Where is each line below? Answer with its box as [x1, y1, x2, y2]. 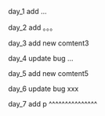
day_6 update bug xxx [8, 84, 79, 93]
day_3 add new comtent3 [8, 38, 89, 48]
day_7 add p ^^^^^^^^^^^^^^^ [8, 100, 98, 108]
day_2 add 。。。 [8, 23, 57, 32]
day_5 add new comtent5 [8, 69, 89, 78]
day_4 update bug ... [8, 54, 74, 63]
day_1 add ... [8, 7, 47, 16]
